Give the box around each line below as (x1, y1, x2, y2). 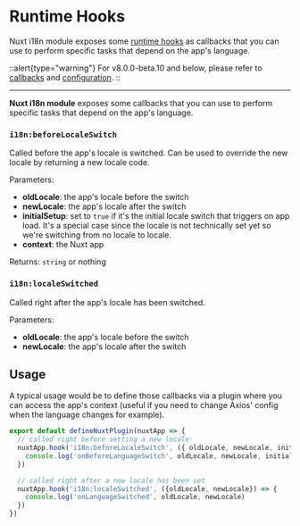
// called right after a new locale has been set (17, 476, 205, 485)
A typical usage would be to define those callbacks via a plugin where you (9, 390, 283, 401)
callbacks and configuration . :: (9, 71, 121, 82)
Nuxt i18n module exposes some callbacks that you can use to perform (9, 97, 273, 108)
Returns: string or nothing (9, 256, 107, 267)
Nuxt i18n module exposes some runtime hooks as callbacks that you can (9, 36, 279, 46)
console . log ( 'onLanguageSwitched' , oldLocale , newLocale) (25, 493, 246, 502)
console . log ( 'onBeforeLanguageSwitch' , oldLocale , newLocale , (25, 451, 262, 461)
